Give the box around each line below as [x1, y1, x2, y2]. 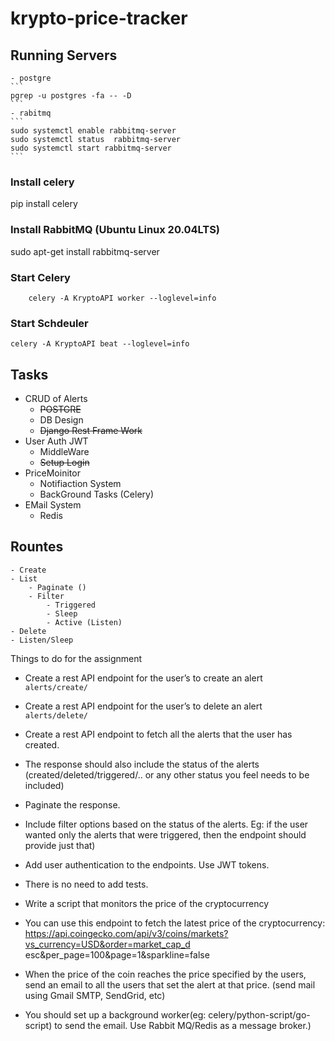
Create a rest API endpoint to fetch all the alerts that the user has [24, 728, 293, 740]
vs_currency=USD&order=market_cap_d [24, 938, 191, 950]
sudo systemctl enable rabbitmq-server [10, 126, 177, 136]
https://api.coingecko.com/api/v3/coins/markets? [24, 927, 229, 939]
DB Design [39, 414, 84, 426]
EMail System [24, 499, 82, 511]
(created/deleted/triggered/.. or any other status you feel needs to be [24, 768, 310, 781]
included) [24, 779, 65, 791]
